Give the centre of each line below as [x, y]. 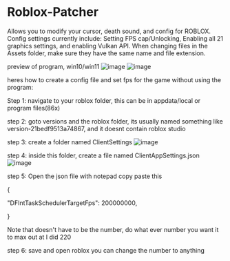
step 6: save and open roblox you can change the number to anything [106, 250]
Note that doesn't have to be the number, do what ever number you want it [113, 229]
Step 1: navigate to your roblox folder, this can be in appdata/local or [104, 100]
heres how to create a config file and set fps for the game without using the [114, 79]
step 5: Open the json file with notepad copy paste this [85, 176]
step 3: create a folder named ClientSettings [70, 142]
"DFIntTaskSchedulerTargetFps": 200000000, [72, 203]
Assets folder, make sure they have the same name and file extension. [106, 53]
